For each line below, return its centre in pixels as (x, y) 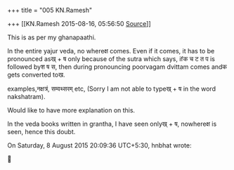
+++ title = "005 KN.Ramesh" (50, 10)
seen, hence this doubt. (41, 132)
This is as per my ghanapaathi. (52, 37)
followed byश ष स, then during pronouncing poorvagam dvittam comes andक (117, 67)
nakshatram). (26, 97)
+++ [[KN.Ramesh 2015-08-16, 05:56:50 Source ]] (79, 24)
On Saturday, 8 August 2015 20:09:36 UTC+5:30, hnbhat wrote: (99, 145)
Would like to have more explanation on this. (71, 110)
